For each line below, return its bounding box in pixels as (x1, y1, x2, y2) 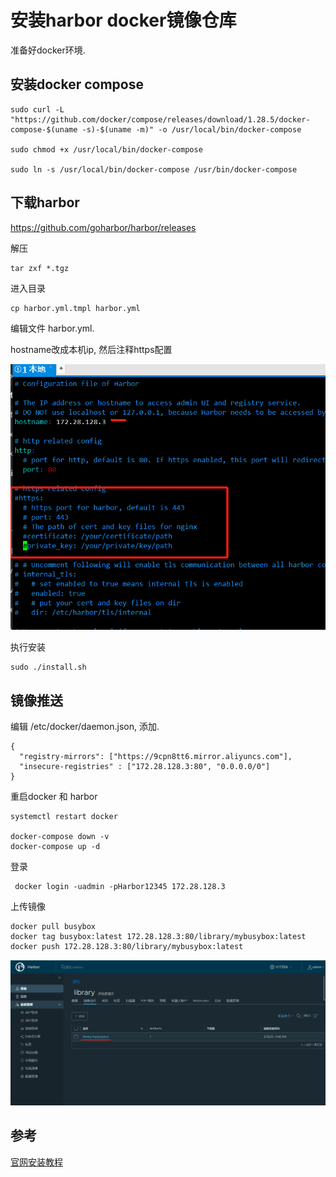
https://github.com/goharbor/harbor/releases (10, 221, 197, 233)
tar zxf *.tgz (10, 263, 70, 273)
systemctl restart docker (10, 812, 118, 822)
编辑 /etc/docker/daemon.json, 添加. (10, 721, 160, 733)
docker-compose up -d (10, 842, 101, 852)
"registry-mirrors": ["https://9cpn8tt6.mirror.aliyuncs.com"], (19, 752, 293, 762)
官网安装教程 (10, 1156, 63, 1168)
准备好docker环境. (10, 44, 86, 56)
